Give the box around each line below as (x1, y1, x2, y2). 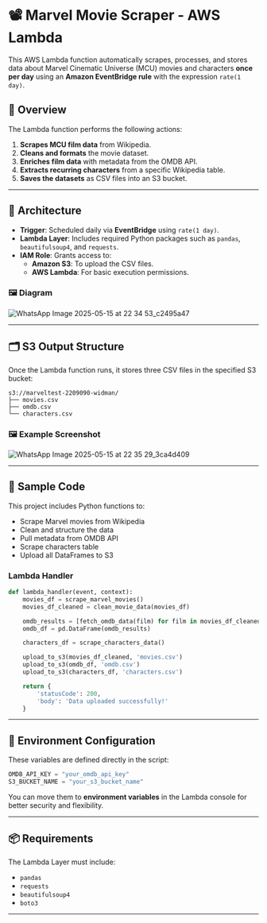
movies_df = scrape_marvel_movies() (22, 595, 145, 604)
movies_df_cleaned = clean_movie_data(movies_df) (22, 603, 191, 611)
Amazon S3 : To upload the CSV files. (31, 259, 154, 268)
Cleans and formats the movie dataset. (19, 148, 149, 157)
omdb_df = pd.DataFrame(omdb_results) (22, 624, 151, 632)
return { (22, 682, 52, 690)
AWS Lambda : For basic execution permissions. (31, 267, 189, 276)
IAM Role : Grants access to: (19, 250, 112, 260)
